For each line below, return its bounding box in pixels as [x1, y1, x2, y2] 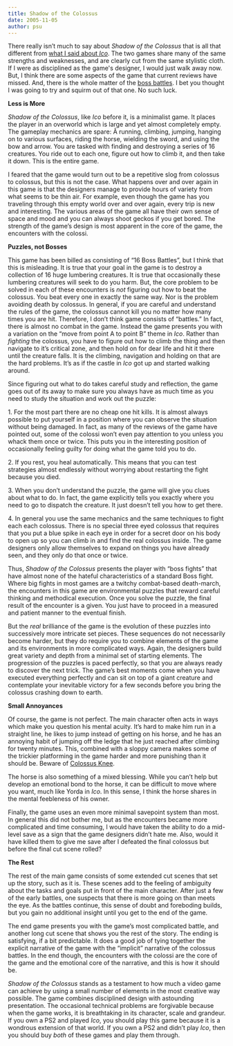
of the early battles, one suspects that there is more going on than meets [8, 894, 216, 902]
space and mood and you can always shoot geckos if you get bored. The [8, 215, 216, 223]
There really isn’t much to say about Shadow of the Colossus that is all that [8, 42, 221, 51]
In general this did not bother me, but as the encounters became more [8, 815, 208, 824]
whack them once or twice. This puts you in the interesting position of [8, 438, 207, 446]
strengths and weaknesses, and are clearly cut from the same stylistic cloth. [8, 57, 225, 65]
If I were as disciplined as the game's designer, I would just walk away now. [8, 64, 223, 73]
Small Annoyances [8, 702, 63, 710]
